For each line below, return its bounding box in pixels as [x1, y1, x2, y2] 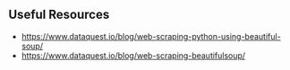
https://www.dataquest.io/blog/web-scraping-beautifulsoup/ [21, 49, 246, 61]
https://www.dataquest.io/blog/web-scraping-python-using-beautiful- [21, 31, 281, 41]
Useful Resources [8, 7, 110, 22]
